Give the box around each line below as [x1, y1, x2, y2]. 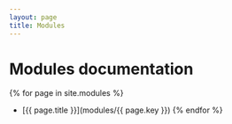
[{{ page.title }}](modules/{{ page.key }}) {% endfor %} [21, 105, 223, 115]
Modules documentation [9, 59, 194, 79]
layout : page [9, 12, 58, 22]
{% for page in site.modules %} [9, 88, 124, 98]
